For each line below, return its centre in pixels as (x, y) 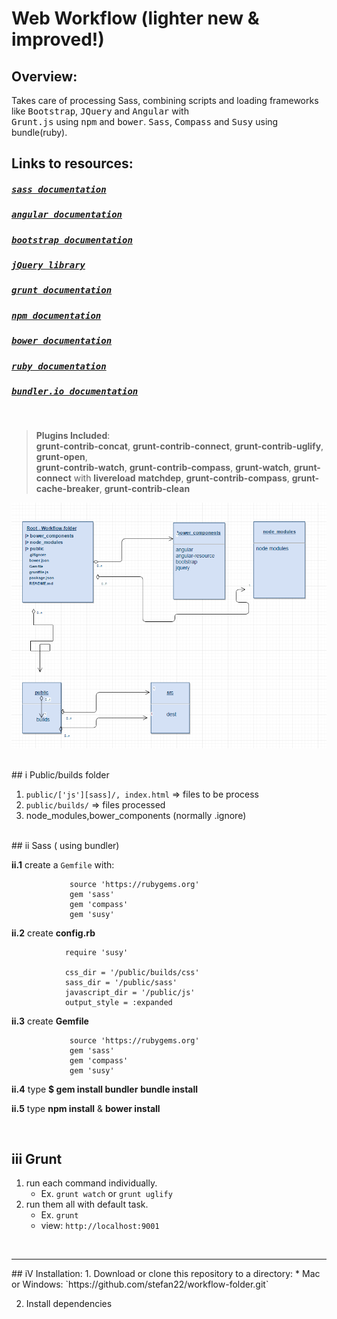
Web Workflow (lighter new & (135, 18)
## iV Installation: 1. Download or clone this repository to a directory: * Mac (166, 1274)
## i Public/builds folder (60, 774)
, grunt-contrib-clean (145, 489)
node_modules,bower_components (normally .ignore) (136, 815)
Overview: (44, 76)
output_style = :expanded (118, 1002)
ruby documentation (59, 366)
